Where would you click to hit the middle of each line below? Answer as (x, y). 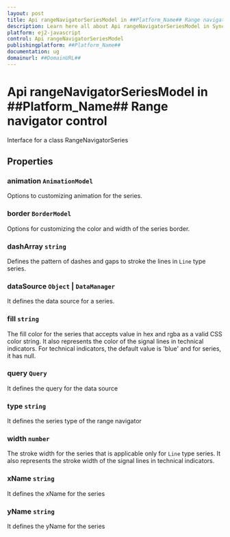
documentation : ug (33, 52)
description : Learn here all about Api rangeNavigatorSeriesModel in (108, 26)
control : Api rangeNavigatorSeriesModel (66, 39)
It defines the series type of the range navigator (75, 421)
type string (27, 406)
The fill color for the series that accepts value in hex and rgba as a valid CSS (115, 334)
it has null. (22, 355)
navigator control (57, 121)
